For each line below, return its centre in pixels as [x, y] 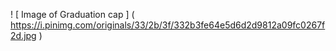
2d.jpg [23, 35]
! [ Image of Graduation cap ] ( [72, 14]
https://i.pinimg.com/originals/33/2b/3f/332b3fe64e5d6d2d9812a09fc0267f [168, 25]
